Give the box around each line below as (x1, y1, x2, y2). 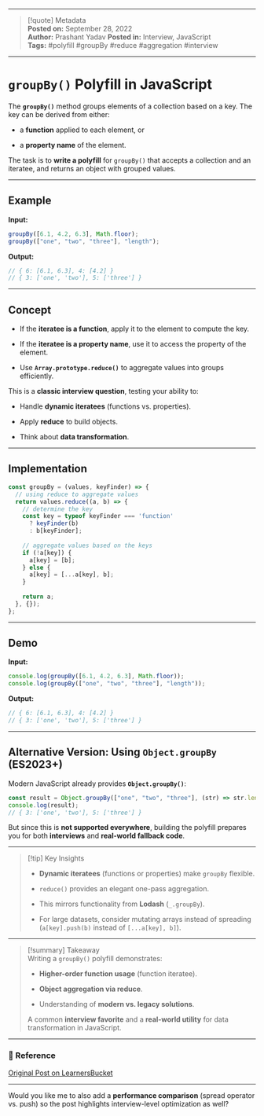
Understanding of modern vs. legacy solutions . (38, 1000, 195, 1009)
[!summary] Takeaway (27, 945, 100, 955)
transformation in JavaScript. (27, 1023, 122, 1033)
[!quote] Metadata (27, 16, 86, 24)
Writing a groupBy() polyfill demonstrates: (27, 954, 163, 964)
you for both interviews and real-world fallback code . (8, 831, 185, 841)
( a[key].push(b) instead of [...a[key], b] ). (38, 923, 181, 932)
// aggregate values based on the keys (22, 541, 153, 549)
